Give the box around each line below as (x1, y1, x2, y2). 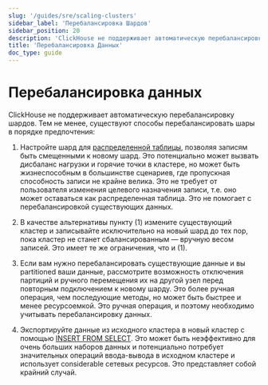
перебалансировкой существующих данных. (19, 202, 174, 211)
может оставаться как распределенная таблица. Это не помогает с (19, 193, 252, 203)
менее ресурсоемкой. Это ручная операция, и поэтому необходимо (19, 301, 254, 311)
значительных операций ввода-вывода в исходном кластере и (19, 350, 235, 360)
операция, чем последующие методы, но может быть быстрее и (19, 292, 242, 302)
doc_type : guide (8, 49, 62, 57)
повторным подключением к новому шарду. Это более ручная (19, 283, 235, 293)
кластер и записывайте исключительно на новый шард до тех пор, (19, 226, 249, 235)
